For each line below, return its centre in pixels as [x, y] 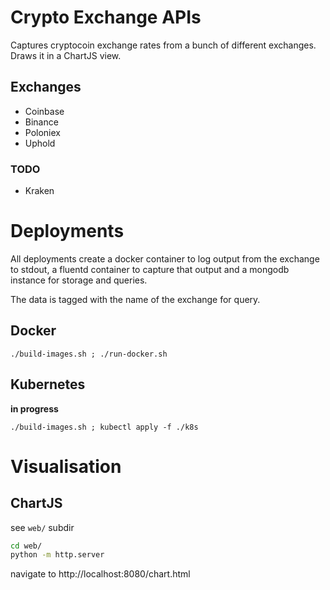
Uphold [40, 143]
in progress [34, 408]
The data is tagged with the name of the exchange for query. [135, 299]
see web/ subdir [42, 527]
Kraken [39, 191]
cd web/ [26, 546]
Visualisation [66, 466]
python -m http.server [57, 555]
